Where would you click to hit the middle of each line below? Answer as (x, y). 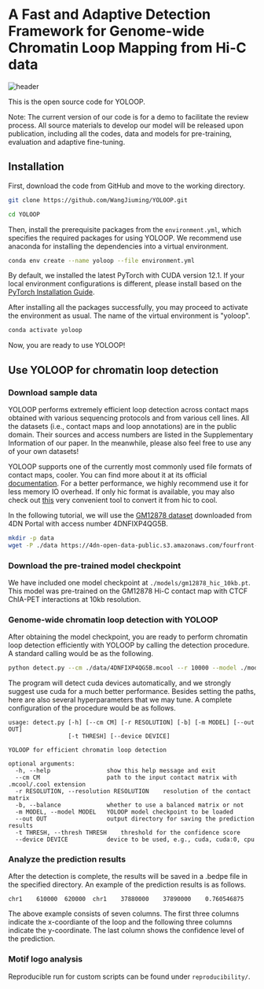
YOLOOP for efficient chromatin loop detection (88, 750)
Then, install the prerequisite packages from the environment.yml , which (125, 229)
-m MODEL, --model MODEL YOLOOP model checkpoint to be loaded (125, 812)
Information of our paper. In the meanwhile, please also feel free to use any (130, 443)
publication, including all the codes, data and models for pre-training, (120, 133)
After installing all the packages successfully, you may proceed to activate (128, 308)
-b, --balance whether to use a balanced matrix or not (130, 805)
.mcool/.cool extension (47, 784)
